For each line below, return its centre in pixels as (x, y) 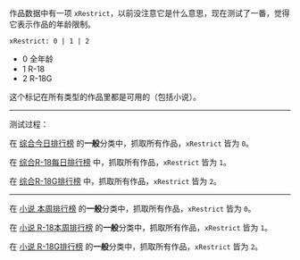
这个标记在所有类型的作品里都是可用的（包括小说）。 (105, 97)
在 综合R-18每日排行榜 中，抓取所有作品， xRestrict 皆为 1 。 (121, 162)
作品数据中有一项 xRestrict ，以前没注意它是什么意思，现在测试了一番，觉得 (150, 13)
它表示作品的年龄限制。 (52, 24)
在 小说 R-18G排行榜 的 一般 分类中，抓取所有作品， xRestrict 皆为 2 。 (136, 247)
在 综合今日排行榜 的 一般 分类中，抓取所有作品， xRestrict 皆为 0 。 (132, 143)
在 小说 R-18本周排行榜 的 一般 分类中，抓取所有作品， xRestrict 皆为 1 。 (141, 227)
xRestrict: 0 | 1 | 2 (50, 41)
